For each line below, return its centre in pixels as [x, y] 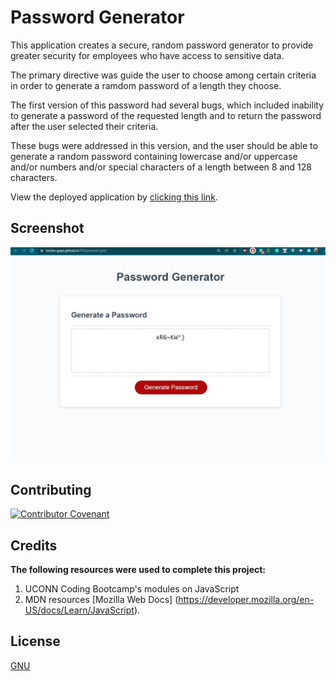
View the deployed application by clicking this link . [114, 197]
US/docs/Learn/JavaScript [79, 610]
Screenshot [47, 228]
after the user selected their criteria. [84, 126]
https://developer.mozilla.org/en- [246, 599]
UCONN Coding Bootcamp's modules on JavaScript [132, 588]
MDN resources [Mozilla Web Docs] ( [101, 599]
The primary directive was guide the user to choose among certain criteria [163, 75]
